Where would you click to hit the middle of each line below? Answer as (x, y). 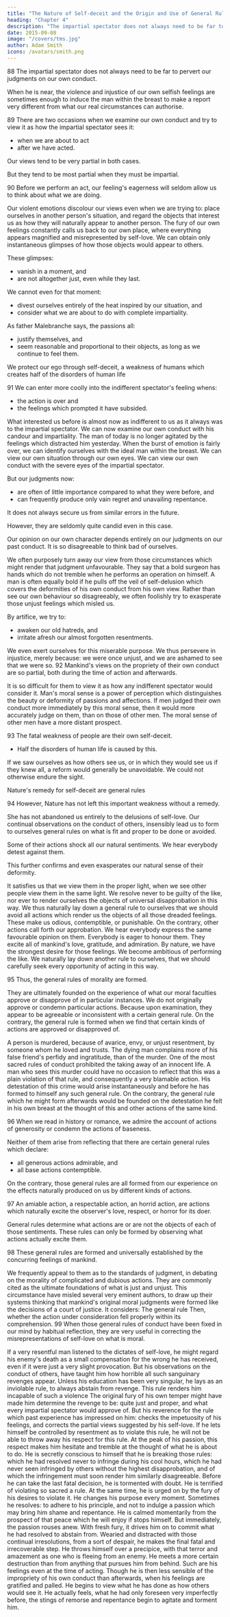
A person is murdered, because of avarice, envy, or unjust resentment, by (111, 1042)
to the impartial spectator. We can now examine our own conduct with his (111, 428)
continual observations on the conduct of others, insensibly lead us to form (113, 824)
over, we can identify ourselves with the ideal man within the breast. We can (114, 450)
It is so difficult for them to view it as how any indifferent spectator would (110, 686)
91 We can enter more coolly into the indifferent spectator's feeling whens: (112, 387)
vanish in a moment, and (52, 271)
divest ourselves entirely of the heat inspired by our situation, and (110, 305)
